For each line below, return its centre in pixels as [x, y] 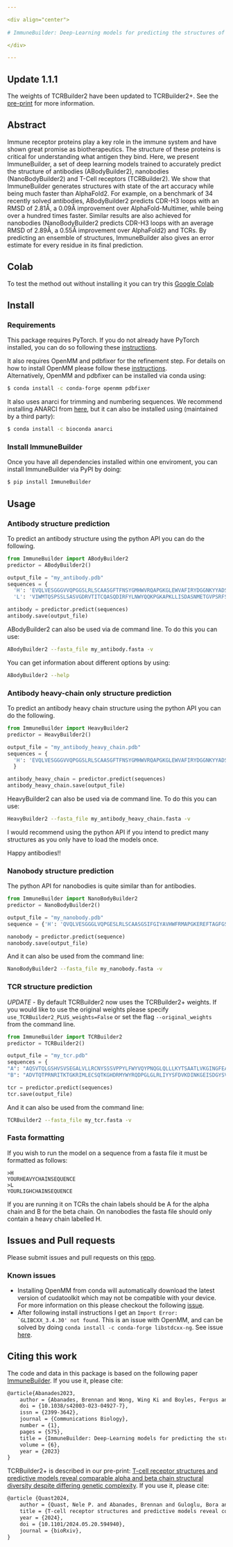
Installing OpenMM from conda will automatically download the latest [116, 1290]
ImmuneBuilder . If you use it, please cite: [65, 1381]
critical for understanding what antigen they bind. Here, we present [103, 156]
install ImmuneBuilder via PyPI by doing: [64, 470]
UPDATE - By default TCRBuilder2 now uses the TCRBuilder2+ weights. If [112, 1002]
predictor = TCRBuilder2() [46, 1043]
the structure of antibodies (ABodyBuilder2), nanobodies [88, 171]
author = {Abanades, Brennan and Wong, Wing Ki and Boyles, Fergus [119, 1400]
